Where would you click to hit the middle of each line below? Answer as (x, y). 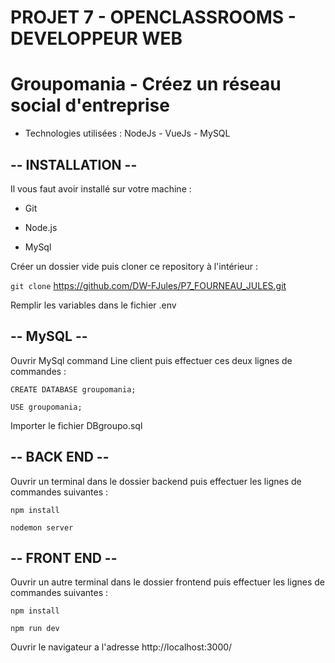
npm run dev (35, 629)
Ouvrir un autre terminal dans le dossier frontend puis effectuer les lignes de (167, 582)
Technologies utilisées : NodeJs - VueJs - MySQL (127, 133)
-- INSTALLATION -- (74, 164)
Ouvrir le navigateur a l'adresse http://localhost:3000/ (121, 647)
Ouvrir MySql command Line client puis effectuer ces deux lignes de (151, 360)
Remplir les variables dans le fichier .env (93, 305)
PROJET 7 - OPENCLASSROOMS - (153, 17)
